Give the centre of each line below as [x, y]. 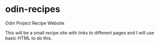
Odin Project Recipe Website [35, 23]
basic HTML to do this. [29, 38]
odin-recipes [33, 9]
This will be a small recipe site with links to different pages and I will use [80, 32]
